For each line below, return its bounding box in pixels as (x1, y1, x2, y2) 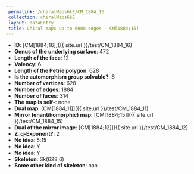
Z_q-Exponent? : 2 (14, 130, 60, 138)
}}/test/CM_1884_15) (14, 117, 64, 125)
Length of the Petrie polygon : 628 (14, 67, 99, 74)
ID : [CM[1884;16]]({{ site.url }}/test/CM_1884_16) (14, 42, 133, 49)
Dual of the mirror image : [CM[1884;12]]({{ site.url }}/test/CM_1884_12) (14, 124, 188, 131)
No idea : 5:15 (14, 136, 47, 144)
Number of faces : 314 (14, 92, 69, 100)
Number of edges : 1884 (14, 86, 74, 93)
